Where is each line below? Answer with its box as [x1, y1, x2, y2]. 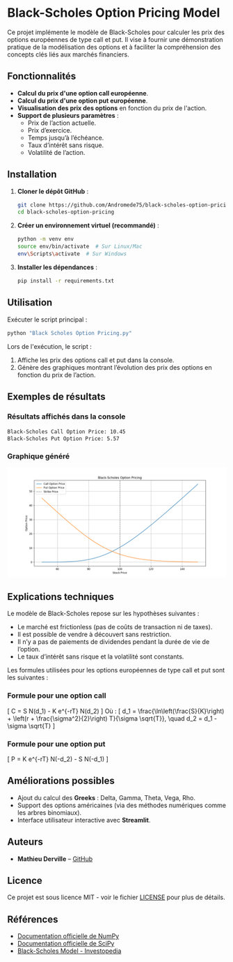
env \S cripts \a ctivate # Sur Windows [17, 250, 127, 257]
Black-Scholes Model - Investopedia [17, 947, 122, 955]
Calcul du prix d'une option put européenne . [17, 96, 148, 105]
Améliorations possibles [7, 775, 115, 787]
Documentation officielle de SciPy [17, 940, 115, 948]
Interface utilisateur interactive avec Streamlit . [17, 816, 151, 824]
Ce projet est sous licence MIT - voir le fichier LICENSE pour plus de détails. [7, 893, 225, 901]
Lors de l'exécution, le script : [7, 342, 92, 350]
